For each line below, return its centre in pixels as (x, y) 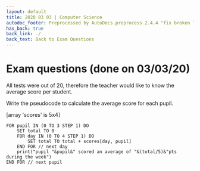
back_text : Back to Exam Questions (50, 39)
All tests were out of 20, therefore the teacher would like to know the (90, 85)
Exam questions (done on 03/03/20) (98, 69)
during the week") (29, 157)
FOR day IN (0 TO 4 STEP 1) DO (56, 136)
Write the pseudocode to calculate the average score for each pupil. (90, 103)
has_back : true (25, 28)
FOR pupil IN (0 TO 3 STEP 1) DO (48, 126)
